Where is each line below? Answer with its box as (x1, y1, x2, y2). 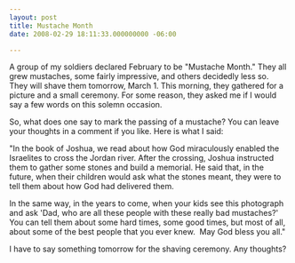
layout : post (9, 12, 58, 22)
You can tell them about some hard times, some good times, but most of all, (9, 217, 286, 227)
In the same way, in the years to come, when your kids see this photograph (9, 198, 284, 209)
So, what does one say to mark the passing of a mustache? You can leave (9, 116, 280, 127)
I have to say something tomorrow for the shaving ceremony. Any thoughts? (9, 243, 287, 254)
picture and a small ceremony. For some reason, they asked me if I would (9, 90, 277, 100)
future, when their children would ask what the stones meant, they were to (9, 171, 282, 182)
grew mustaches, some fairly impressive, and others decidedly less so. (9, 71, 269, 82)
